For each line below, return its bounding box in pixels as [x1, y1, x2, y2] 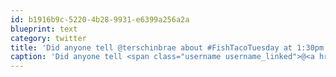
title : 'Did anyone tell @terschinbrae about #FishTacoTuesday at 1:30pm [10, 42, 325, 53]
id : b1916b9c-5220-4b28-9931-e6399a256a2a [10, 14, 190, 25]
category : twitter [10, 33, 87, 43]
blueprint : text [10, 24, 78, 34]
